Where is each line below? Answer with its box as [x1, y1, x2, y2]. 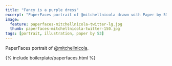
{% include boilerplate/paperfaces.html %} [5, 55, 96, 61]
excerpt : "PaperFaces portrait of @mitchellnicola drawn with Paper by [5, 12, 161, 17]
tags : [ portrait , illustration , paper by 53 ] [5, 31, 104, 36]
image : [5, 17, 19, 22]
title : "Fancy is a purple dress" [5, 7, 79, 13]
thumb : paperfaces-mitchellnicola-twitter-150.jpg [10, 26, 120, 31]
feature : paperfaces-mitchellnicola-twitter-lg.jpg [10, 21, 123, 27]
